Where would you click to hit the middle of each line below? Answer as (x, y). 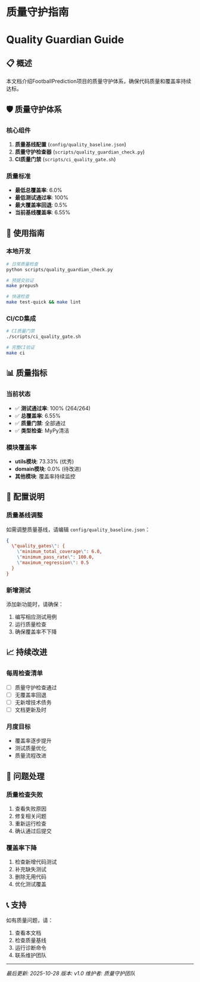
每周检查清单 (25, 673)
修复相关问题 (30, 816)
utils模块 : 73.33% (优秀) (44, 461)
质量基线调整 (25, 515)
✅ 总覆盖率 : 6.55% (37, 415)
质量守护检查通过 (36, 687)
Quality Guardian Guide (65, 40)
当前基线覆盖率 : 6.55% (43, 212)
